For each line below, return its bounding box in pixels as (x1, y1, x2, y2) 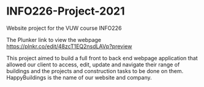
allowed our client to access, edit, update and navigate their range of (6, 61, 180, 68)
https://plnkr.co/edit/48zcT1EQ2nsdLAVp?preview (6, 43, 132, 50)
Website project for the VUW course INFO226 (6, 24, 122, 32)
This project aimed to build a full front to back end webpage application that (6, 54, 198, 61)
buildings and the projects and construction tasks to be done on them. (6, 67, 184, 74)
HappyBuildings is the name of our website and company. (6, 74, 152, 81)
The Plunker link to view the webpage (6, 36, 102, 43)
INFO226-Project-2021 (6, 4, 126, 18)
